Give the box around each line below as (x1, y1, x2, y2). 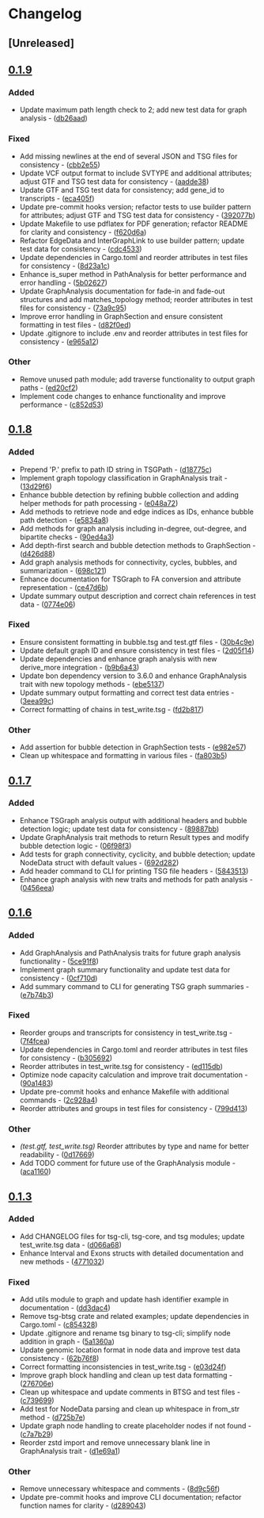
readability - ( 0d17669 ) (19, 1150, 95, 1160)
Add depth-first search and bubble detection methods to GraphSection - (19, 540, 256, 550)
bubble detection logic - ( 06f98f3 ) (19, 841, 132, 850)
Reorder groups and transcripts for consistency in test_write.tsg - (19, 1028, 233, 1037)
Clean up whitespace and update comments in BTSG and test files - (19, 1387, 241, 1397)
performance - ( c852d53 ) (19, 400, 104, 409)
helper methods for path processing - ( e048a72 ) (19, 498, 179, 508)
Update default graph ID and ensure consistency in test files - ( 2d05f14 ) (19, 646, 255, 655)
